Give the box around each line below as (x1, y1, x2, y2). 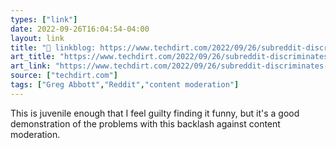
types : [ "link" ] (10, 14, 78, 25)
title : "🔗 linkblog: (10, 42, 97, 53)
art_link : (10, 61, 52, 71)
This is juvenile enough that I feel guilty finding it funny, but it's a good (10, 107, 300, 119)
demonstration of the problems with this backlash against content (10, 117, 281, 130)
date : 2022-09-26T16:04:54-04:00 (10, 24, 150, 34)
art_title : (10, 52, 56, 62)
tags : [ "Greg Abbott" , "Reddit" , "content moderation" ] (10, 80, 240, 90)
